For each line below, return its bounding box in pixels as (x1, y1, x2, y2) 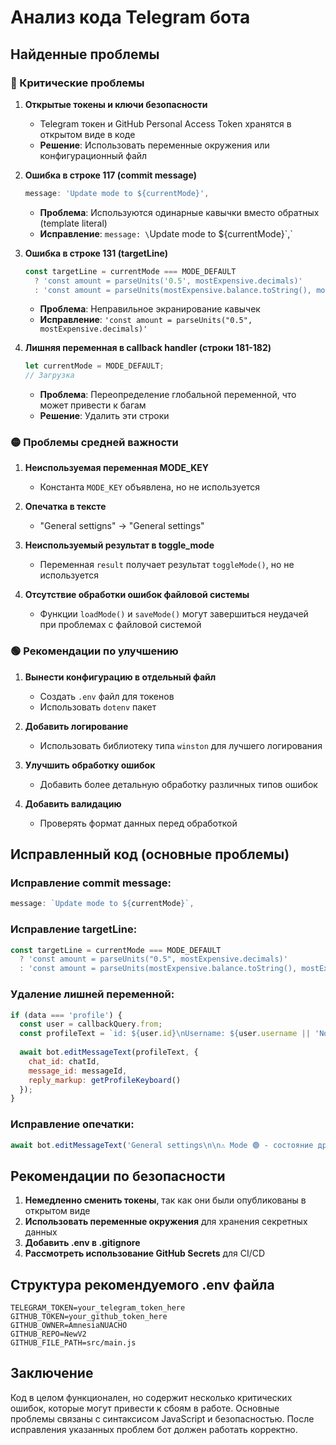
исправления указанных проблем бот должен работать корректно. (10, 1423, 298, 1435)
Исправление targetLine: (10, 922, 138, 936)
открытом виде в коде (39, 128, 136, 140)
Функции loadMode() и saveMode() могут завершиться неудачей (39, 608, 309, 620)
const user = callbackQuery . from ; (19, 1019, 163, 1030)
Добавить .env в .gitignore (24, 1237, 141, 1249)
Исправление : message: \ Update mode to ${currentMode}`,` (39, 227, 293, 240)
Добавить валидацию (24, 797, 122, 810)
